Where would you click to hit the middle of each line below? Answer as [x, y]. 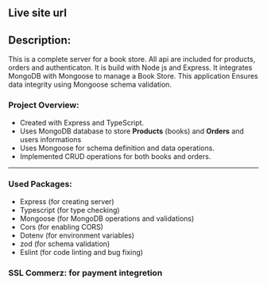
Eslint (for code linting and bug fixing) [81, 252]
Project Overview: [44, 105]
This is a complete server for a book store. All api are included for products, [132, 60]
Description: [40, 40]
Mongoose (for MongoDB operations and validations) [107, 218]
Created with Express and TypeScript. [82, 122]
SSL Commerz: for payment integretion [85, 272]
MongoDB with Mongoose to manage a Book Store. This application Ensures [133, 76]
